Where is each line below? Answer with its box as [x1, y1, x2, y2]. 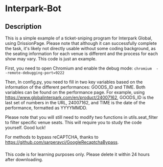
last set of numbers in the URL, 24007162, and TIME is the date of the [5, 100, 145, 105]
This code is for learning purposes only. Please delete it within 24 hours [5, 151, 150, 157]
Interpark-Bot [5, 3, 62, 14]
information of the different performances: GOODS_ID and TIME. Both [5, 84, 146, 90]
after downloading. [5, 156, 43, 162]
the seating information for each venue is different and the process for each [5, 51, 158, 56]
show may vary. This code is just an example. [5, 56, 97, 61]
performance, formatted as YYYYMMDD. [5, 105, 87, 111]
